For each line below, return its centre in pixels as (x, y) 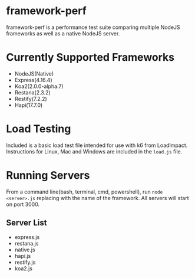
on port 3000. (23, 204)
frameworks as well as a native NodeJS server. (63, 33)
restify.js (25, 262)
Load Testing (39, 129)
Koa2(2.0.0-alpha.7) (39, 86)
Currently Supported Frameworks (90, 58)
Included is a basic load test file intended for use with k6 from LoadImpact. (97, 145)
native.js (25, 250)
